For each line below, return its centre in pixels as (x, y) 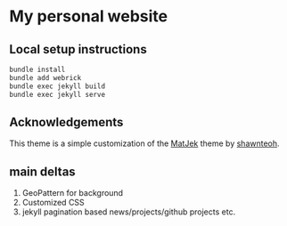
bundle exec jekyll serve (57, 94)
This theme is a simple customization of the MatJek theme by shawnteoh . (144, 143)
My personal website (89, 16)
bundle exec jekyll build (57, 86)
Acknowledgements (66, 122)
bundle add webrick (45, 77)
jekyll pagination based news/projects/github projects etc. (129, 212)
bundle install (37, 69)
